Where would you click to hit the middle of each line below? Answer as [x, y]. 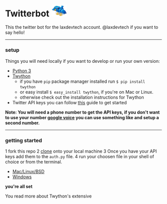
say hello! [15, 32]
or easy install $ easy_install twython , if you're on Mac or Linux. [86, 92]
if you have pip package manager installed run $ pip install [83, 81]
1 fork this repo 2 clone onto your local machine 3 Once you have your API [81, 151]
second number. [22, 123]
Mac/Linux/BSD [28, 172]
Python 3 [22, 71]
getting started [24, 140]
